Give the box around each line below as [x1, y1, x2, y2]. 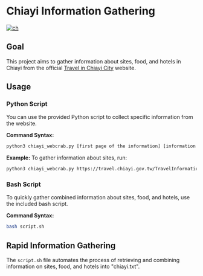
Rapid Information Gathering [6, 240, 116, 251]
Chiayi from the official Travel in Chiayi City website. [6, 64, 136, 71]
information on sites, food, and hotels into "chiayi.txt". [6, 263, 140, 270]
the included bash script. [6, 201, 68, 208]
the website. [6, 120, 37, 127]
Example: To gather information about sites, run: [6, 154, 127, 161]
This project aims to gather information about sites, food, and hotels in [6, 57, 181, 65]
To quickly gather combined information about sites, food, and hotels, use [6, 194, 190, 201]
